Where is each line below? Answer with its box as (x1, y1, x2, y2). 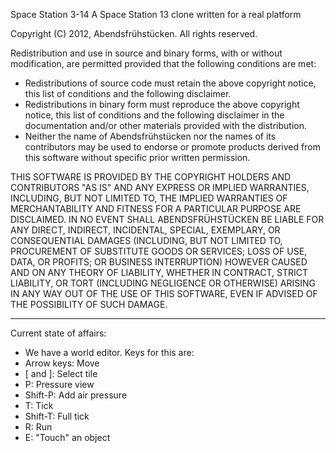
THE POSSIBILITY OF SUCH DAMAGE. (10, 299, 168, 310)
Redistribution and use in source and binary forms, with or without (10, 47, 283, 59)
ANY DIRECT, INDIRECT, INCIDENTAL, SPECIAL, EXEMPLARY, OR (10, 224, 281, 236)
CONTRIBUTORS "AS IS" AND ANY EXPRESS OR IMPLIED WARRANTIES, (10, 182, 310, 193)
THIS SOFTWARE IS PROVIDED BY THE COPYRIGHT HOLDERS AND (10, 171, 292, 183)
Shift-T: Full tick (24, 410, 90, 422)
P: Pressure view (24, 379, 95, 390)
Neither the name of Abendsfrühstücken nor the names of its (24, 130, 277, 142)
